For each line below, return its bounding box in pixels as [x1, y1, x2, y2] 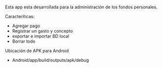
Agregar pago [12, 23, 40, 29]
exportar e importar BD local [12, 34, 69, 39]
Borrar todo [12, 38, 36, 44]
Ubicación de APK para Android [5, 48, 69, 53]
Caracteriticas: [5, 14, 35, 19]
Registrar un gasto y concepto [12, 28, 73, 34]
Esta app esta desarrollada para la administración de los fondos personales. [5, 4, 158, 10]
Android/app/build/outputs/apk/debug [12, 57, 89, 63]
